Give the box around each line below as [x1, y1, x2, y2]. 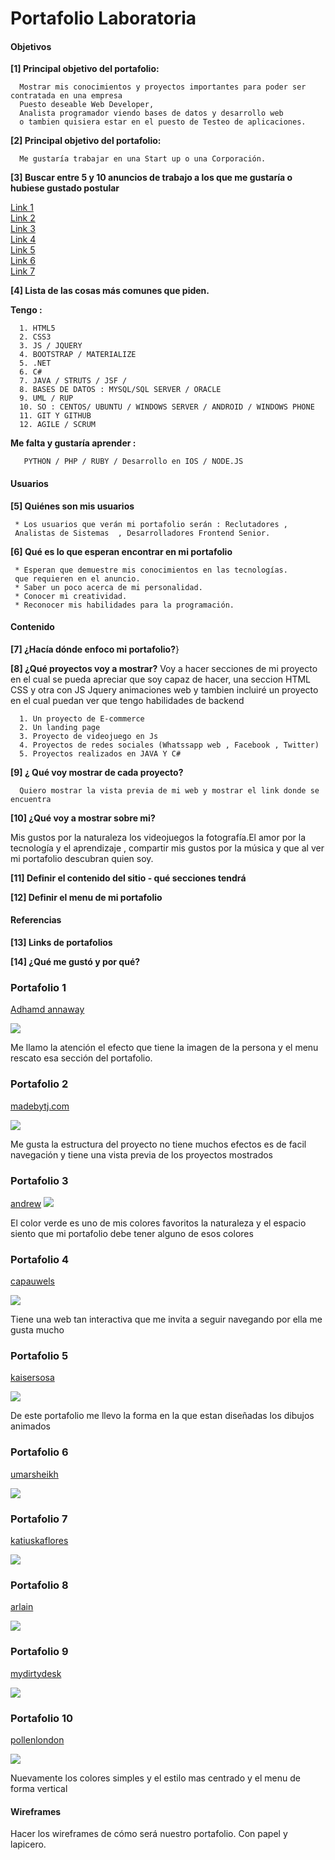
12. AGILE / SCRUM [19, 420, 97, 430]
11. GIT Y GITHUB [19, 411, 92, 421]
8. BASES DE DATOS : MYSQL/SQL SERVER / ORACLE [19, 385, 222, 395]
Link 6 [10, 255, 36, 267]
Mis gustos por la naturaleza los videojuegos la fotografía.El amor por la [10, 831, 307, 843]
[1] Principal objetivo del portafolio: [10, 63, 160, 75]
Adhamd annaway [10, 1003, 85, 1016]
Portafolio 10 [10, 1711, 74, 1725]
